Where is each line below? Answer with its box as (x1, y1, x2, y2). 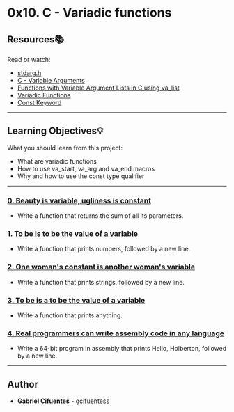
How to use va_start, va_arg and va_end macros (17, 164, 155, 173)
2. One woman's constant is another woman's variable (7, 262, 196, 272)
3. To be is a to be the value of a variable (7, 295, 146, 305)
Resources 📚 (7, 33, 65, 45)
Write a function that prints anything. (17, 311, 123, 319)
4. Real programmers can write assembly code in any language (7, 328, 225, 338)
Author (7, 378, 38, 390)
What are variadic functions (17, 157, 97, 165)
